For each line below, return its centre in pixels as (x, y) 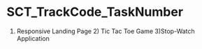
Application (33, 38)
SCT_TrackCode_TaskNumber (95, 12)
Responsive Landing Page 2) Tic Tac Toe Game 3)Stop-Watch (106, 31)
